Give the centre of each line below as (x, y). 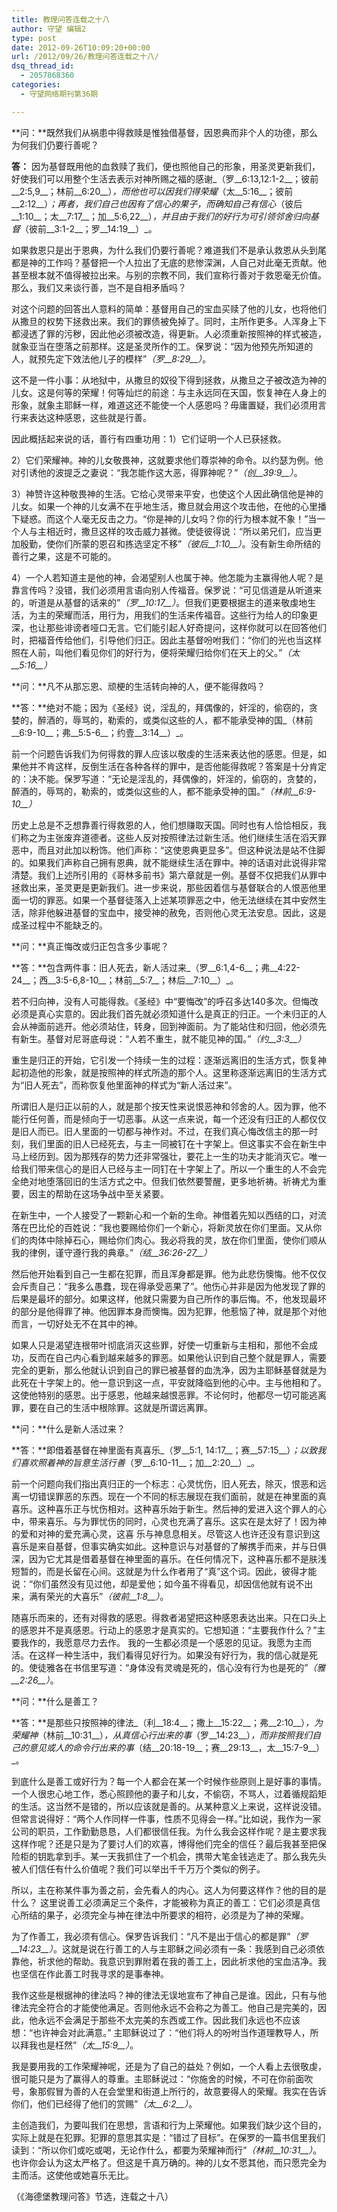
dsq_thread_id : (43, 66)
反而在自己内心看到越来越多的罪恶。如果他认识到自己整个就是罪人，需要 (177, 1357)
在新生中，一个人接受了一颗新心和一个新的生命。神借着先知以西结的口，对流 (169, 1215)
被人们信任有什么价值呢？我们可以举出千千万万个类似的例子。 (138, 1868)
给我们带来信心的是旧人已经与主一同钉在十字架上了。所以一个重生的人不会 (164, 1168)
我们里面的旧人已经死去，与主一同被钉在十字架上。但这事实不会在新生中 (177, 1143)
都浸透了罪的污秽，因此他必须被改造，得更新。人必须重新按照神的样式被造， (169, 333)
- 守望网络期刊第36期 (59, 94)
